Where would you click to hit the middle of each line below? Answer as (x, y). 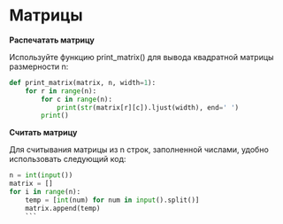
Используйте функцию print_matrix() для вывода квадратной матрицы (141, 57)
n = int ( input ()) (41, 175)
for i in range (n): (45, 192)
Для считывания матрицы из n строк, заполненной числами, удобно (139, 150)
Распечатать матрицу (52, 40)
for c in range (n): (77, 99)
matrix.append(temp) (63, 208)
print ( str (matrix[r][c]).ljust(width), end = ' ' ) (148, 107)
